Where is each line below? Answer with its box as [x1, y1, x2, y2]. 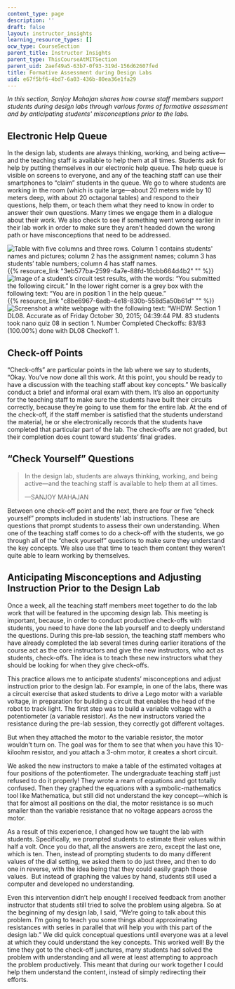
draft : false [7, 23, 46, 30]
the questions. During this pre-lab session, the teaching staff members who [7, 631, 226, 639]
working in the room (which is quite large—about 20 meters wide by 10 [7, 186, 212, 195]
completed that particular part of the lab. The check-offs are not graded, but [7, 426, 228, 433]
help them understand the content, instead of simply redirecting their [7, 967, 207, 976]
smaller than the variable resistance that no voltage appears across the [7, 806, 213, 815]
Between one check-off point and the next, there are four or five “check [7, 506, 215, 515]
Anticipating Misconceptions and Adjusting [7, 572, 202, 584]
